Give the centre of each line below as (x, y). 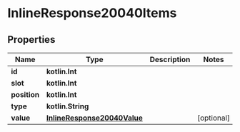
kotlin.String (67, 106)
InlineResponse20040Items (92, 13)
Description (170, 60)
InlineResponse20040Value (94, 118)
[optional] (214, 118)
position (25, 95)
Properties (31, 40)
